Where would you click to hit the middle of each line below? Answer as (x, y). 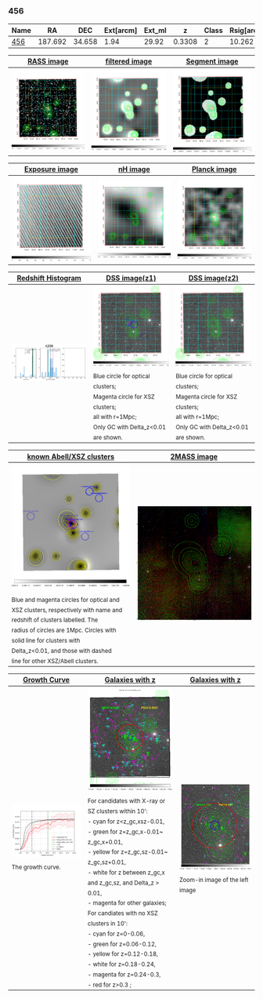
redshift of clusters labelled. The (55, 620)
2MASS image (194, 456)
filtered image (129, 61)
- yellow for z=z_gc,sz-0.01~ (128, 852)
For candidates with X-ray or (126, 801)
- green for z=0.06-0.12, (122, 944)
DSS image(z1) (131, 278)
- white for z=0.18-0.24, (121, 964)
